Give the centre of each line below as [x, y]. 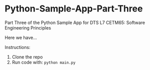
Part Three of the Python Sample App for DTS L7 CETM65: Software [75, 22]
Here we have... [21, 37]
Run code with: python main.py [44, 62]
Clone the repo [27, 57]
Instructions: [17, 47]
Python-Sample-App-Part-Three [74, 9]
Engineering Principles [28, 27]
